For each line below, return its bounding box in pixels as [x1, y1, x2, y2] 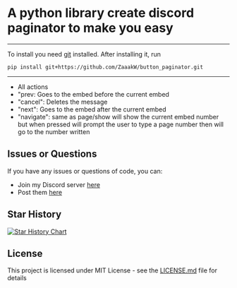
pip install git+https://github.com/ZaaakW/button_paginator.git [7, 64, 203, 71]
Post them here [17, 188, 62, 196]
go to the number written [17, 127, 90, 136]
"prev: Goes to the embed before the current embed [17, 90, 169, 98]
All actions [17, 83, 49, 91]
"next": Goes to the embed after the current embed [17, 104, 166, 114]
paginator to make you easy [7, 20, 174, 36]
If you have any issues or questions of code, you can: [7, 167, 163, 175]
